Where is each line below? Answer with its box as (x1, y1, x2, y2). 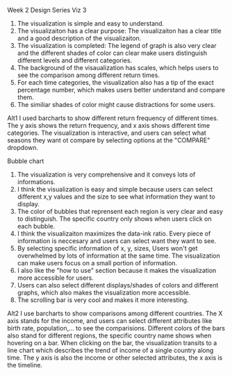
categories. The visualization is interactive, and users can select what (7, 128, 206, 137)
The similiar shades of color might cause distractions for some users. (17, 101, 215, 108)
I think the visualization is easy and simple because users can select (17, 185, 213, 193)
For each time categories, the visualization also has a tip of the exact (17, 78, 214, 86)
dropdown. (7, 144, 39, 151)
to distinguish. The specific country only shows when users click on (17, 215, 212, 223)
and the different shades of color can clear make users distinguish (17, 49, 207, 57)
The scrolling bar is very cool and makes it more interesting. (17, 296, 189, 304)
